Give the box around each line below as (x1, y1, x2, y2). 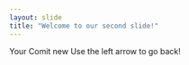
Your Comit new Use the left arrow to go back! (9, 45, 182, 56)
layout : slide (9, 12, 63, 22)
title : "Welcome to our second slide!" (9, 21, 159, 30)
